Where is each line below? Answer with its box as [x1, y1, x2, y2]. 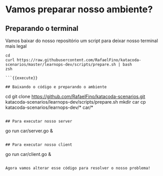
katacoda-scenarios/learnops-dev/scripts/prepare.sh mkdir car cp [5, 99, 146, 105]
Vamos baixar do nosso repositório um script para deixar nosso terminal [5, 37, 158, 44]
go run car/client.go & [5, 151, 51, 157]
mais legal [5, 43, 27, 49]
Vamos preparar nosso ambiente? [5, 4, 153, 15]
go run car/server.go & [5, 128, 53, 134]
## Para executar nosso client [5, 142, 73, 147]
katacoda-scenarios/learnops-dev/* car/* [5, 104, 94, 110]
